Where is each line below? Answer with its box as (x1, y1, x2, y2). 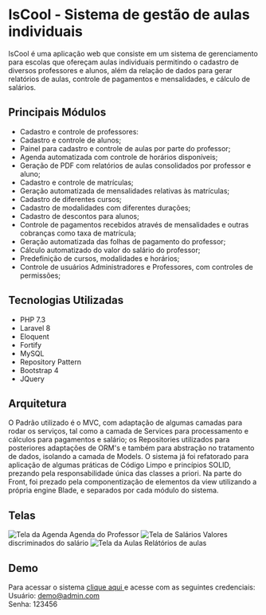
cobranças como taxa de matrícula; (19, 228, 137, 238)
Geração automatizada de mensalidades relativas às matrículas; (19, 185, 230, 196)
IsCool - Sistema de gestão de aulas (8, 6, 250, 24)
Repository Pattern (19, 356, 82, 367)
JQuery (19, 374, 45, 383)
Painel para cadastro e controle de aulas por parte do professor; (19, 143, 231, 153)
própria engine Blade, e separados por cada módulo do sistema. (8, 485, 219, 495)
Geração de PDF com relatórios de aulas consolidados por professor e (19, 161, 252, 170)
